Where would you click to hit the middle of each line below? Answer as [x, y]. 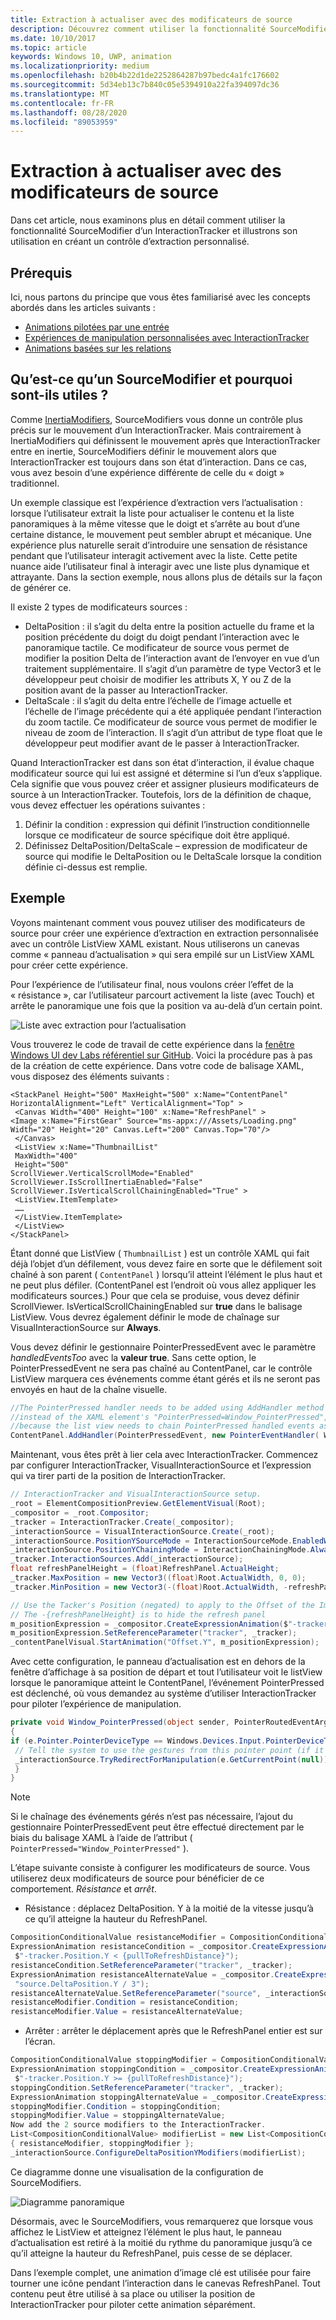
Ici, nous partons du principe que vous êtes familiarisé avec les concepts [160, 297]
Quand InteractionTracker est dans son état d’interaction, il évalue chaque [162, 762]
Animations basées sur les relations [98, 348]
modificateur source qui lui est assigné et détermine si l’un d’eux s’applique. [166, 773]
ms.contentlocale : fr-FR [62, 103]
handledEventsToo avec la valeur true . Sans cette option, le [133, 1357]
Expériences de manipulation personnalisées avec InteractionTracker [167, 337]
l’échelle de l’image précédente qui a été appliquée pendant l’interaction [173, 711]
